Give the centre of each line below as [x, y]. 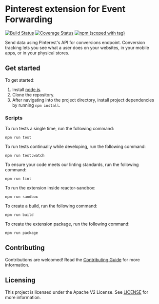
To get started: [20, 80]
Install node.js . [27, 90]
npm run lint [18, 179]
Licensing [20, 280]
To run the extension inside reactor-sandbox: [50, 188]
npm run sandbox [21, 197]
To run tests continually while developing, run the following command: [76, 147]
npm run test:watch [25, 156]
